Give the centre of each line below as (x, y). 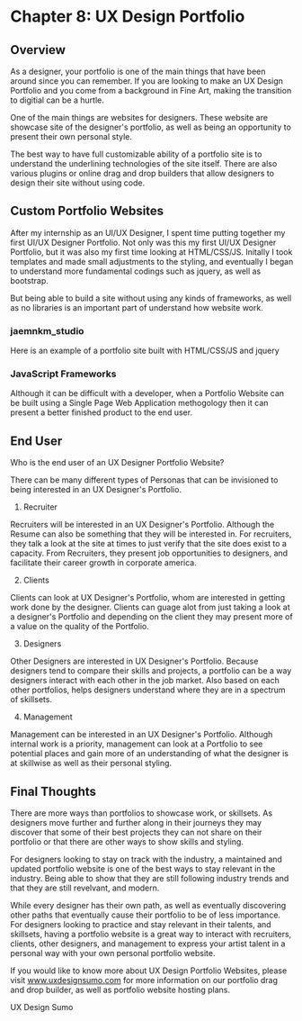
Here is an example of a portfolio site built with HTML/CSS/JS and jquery (145, 351)
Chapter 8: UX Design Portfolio (128, 17)
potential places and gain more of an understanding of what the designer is (149, 754)
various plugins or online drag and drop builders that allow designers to (142, 173)
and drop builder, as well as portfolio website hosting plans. (120, 990)
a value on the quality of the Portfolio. (80, 627)
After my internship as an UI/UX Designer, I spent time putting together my (148, 232)
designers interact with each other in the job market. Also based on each (145, 681)
